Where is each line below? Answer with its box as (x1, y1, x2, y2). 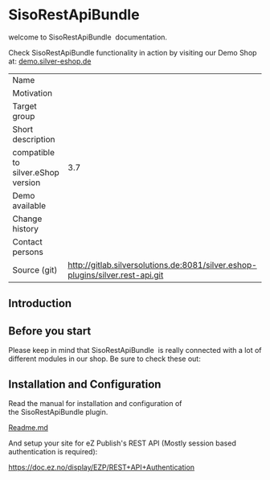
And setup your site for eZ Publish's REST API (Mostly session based (8, 438, 237, 448)
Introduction (8, 297, 72, 310)
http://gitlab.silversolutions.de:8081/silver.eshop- (67, 259, 257, 270)
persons (12, 246, 44, 257)
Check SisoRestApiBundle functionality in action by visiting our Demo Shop (8, 47, 257, 57)
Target (12, 101, 38, 112)
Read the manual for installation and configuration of (8, 398, 182, 408)
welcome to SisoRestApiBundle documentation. (8, 32, 167, 42)
